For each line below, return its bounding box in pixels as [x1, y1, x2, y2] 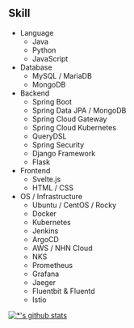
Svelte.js [31, 174, 61, 184]
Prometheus [31, 260, 73, 270]
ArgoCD [31, 234, 59, 244]
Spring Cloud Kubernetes [31, 122, 117, 132]
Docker [31, 208, 57, 218]
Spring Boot [31, 96, 73, 106]
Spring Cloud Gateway [31, 113, 107, 124]
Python [31, 45, 57, 55]
